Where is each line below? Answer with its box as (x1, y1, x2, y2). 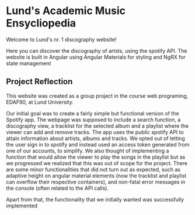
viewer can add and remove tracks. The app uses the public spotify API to (6, 128, 184, 135)
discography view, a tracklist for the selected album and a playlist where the (6, 122, 189, 129)
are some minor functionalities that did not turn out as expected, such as (6, 166, 181, 173)
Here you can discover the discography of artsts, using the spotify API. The (6, 47, 187, 54)
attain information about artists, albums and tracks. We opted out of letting (6, 135, 185, 142)
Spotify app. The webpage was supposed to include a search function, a (6, 116, 181, 123)
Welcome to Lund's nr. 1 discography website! (6, 36, 117, 43)
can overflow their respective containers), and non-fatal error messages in (6, 178, 186, 185)
